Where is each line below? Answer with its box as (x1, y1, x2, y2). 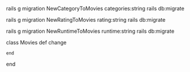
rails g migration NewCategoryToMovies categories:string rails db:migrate (6, 5, 185, 12)
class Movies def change (6, 39, 67, 46)
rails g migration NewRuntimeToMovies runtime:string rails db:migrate (6, 28, 175, 35)
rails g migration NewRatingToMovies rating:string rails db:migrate (6, 16, 166, 23)
